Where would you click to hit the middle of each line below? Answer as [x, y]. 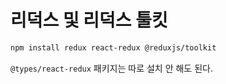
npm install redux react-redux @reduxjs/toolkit [113, 47]
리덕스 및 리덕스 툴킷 [89, 20]
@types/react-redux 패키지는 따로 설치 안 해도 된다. [111, 68]
